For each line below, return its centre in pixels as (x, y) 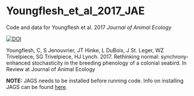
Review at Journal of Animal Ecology (51, 69)
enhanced (18, 63)
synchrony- (175, 56)
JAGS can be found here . (37, 87)
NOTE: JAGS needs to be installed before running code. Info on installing (95, 81)
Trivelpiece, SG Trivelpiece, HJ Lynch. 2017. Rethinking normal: (83, 56)
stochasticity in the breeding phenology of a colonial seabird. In (109, 63)
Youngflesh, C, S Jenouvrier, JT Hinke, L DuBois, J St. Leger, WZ (85, 50)
